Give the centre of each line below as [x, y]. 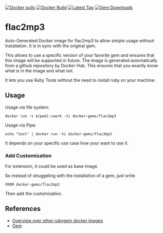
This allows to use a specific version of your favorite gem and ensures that [80, 55]
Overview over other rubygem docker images [57, 220]
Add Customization [28, 156]
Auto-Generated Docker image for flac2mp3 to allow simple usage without [80, 40]
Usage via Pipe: [21, 125]
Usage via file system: [27, 107]
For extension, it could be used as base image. [52, 166]
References [23, 209]
